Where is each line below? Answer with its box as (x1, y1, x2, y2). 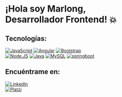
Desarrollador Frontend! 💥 (5, 14, 117, 25)
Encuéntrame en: (5, 68, 60, 76)
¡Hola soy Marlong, (5, 3, 86, 15)
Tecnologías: (5, 34, 47, 43)
